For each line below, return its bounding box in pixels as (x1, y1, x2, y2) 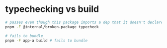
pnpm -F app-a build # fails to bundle (5, 38, 88, 43)
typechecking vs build (5, 3, 99, 15)
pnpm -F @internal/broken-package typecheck (5, 24, 99, 29)
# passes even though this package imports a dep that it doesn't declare (5, 20, 164, 25)
